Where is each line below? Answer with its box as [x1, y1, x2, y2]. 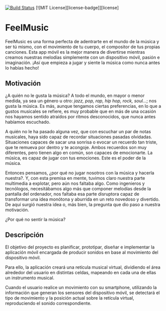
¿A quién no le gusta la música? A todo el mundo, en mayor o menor [5, 92, 145, 98]
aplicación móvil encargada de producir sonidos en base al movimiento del [5, 249, 159, 255]
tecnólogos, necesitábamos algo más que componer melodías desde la [5, 185, 152, 191]
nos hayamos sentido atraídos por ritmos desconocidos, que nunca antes [5, 113, 156, 119]
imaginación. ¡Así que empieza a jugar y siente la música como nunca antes [5, 60, 160, 66]
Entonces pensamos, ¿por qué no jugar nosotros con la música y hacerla [5, 169, 155, 176]
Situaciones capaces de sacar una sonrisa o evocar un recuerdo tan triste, [5, 139, 158, 145]
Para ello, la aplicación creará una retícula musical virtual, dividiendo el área [5, 264, 161, 270]
